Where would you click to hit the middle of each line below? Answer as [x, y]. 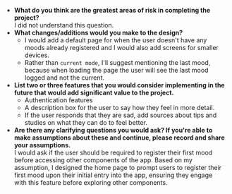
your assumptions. [42, 145]
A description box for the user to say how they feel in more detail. [120, 108]
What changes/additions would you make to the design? [98, 32]
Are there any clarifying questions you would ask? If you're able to [113, 130]
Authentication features [59, 100]
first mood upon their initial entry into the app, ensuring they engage [113, 175]
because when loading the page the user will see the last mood [116, 70]
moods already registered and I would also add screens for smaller [121, 48]
